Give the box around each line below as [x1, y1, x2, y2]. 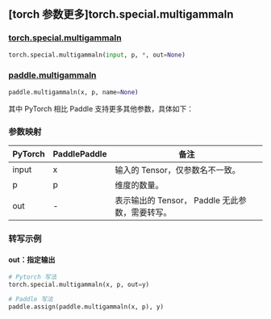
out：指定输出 [8, 254, 56, 264]
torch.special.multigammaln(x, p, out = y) [8, 281, 150, 289]
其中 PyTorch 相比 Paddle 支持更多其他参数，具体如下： [8, 103, 194, 113]
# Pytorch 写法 [8, 273, 57, 281]
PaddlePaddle [52, 149, 107, 160]
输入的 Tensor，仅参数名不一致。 [115, 165, 240, 176]
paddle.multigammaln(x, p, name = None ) [8, 88, 139, 96]
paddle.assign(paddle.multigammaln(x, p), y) [8, 302, 164, 311]
